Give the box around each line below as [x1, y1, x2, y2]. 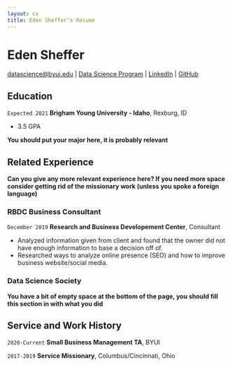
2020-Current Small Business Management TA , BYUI [7, 338, 161, 347]
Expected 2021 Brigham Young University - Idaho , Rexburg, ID [7, 109, 187, 117]
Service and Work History [7, 319, 122, 332]
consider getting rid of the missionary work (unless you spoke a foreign [7, 182, 219, 191]
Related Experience [7, 156, 94, 168]
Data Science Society [7, 276, 82, 286]
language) [7, 189, 38, 198]
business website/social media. [17, 259, 108, 267]
